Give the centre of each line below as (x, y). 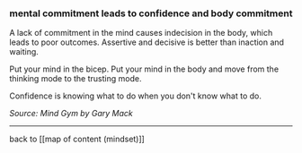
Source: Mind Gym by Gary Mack (71, 114)
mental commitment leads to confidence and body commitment (151, 13)
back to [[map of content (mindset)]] (77, 139)
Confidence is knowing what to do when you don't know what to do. (136, 96)
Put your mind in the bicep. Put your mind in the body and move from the (144, 69)
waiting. (24, 52)
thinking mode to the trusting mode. (75, 79)
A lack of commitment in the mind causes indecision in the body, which (141, 33)
